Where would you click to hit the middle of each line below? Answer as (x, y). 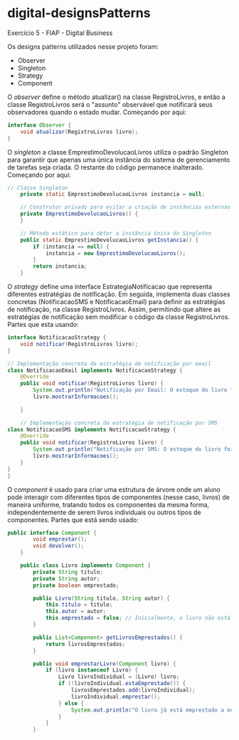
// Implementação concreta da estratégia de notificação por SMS (119, 423)
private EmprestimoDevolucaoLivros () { (79, 214)
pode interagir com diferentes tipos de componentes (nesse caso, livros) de (118, 497)
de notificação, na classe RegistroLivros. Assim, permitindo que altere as (114, 309)
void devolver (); (58, 546)
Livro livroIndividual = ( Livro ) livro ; (119, 677)
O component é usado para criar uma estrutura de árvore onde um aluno (114, 489)
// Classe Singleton (38, 188)
